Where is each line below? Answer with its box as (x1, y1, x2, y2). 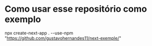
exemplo (4, 14, 41, 25)
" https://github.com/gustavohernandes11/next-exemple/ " (4, 35, 121, 41)
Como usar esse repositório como (4, 3, 147, 15)
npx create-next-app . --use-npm (4, 30, 74, 36)
